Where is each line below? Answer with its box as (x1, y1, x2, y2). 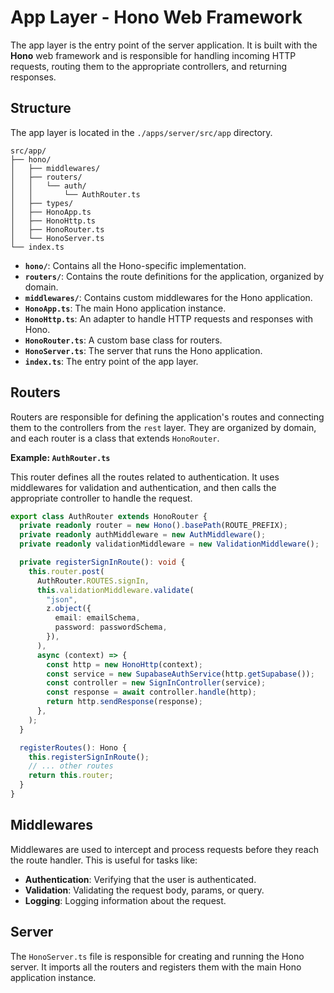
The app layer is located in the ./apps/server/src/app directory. (10, 126, 273, 138)
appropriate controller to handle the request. (10, 492, 193, 504)
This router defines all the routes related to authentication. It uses (10, 471, 280, 483)
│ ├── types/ (10, 198, 74, 208)
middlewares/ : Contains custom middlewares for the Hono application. (24, 291, 313, 303)
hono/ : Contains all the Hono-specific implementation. (24, 259, 247, 271)
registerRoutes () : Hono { (19, 742, 128, 753)
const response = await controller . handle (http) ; (46, 687, 257, 698)
